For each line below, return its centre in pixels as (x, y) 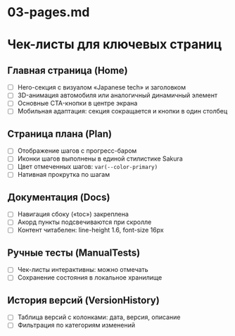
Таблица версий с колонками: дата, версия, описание (99, 317)
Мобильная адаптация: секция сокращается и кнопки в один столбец (122, 111)
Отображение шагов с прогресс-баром (77, 151)
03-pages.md (49, 12)
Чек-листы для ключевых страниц (115, 45)
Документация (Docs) (59, 197)
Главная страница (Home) (68, 70)
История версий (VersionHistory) (83, 300)
